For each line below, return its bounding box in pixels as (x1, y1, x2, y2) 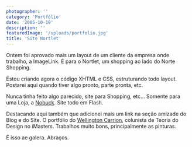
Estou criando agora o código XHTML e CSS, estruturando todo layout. (6, 75, 177, 82)
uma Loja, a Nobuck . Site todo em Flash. (6, 99, 104, 106)
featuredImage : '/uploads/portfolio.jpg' (6, 30, 109, 36)
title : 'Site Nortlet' (6, 36, 61, 41)
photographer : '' (6, 8, 49, 15)
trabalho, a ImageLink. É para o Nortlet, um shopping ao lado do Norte (6, 58, 176, 65)
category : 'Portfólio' (6, 14, 61, 20)
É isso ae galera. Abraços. (6, 134, 69, 141)
